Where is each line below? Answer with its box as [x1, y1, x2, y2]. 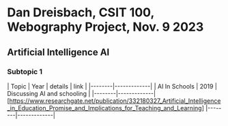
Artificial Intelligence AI [7, 46, 110, 58]
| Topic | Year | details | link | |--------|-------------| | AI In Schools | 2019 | [7, 82, 217, 90]
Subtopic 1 [7, 67, 43, 76]
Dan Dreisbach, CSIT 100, [7, 5, 155, 20]
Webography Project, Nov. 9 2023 [7, 19, 204, 35]
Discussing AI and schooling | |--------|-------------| [7, 89, 156, 97]
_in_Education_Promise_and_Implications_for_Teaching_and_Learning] [7, 104, 205, 112]
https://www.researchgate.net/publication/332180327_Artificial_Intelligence [9, 97, 221, 105]
